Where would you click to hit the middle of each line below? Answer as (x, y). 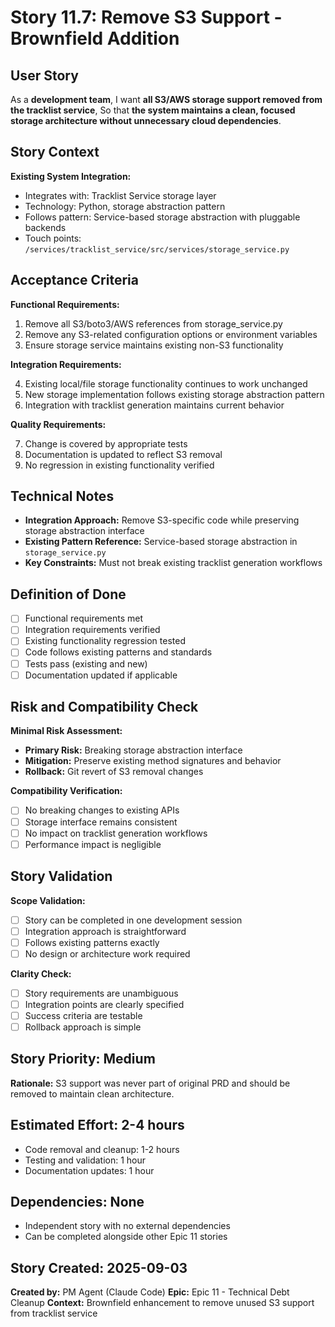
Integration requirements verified (92, 630)
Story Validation (61, 876)
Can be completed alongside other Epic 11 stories (126, 1237)
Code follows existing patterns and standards (118, 652)
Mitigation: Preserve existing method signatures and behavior (153, 761)
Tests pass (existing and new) (86, 663)
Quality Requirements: (58, 424)
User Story (44, 75)
